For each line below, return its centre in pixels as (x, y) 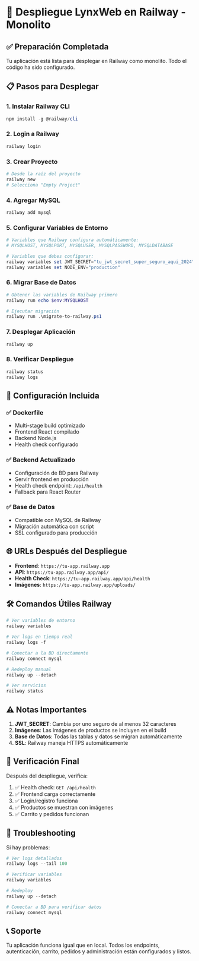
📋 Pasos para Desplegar (52, 86)
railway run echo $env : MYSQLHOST (47, 300)
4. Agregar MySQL (33, 200)
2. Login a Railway (33, 134)
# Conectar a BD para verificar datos (54, 907)
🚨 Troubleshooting (41, 833)
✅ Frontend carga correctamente (55, 794)
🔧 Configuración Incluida (53, 395)
